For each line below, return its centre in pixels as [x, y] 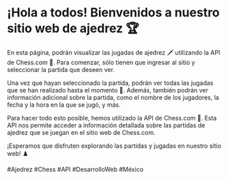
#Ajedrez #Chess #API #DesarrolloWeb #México [75, 169]
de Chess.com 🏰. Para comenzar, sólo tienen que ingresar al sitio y [101, 62]
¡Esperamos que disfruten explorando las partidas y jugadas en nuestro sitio [114, 146]
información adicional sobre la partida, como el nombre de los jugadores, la [113, 97]
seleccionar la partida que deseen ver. [61, 69]
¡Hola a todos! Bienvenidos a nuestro [113, 13]
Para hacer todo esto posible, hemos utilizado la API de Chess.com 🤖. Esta [112, 118]
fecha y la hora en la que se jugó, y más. [64, 105]
